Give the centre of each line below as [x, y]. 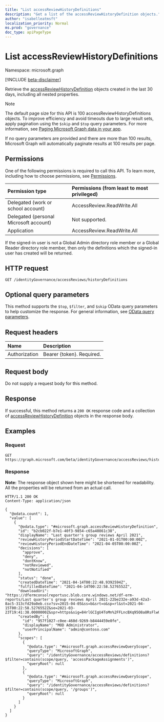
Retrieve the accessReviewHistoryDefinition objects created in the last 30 [79, 89]
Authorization [23, 354]
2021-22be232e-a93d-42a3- [125, 599]
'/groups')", [84, 689]
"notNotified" [37, 569]
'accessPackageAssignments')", [102, 659]
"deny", [30, 557]
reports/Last [18, 599]
